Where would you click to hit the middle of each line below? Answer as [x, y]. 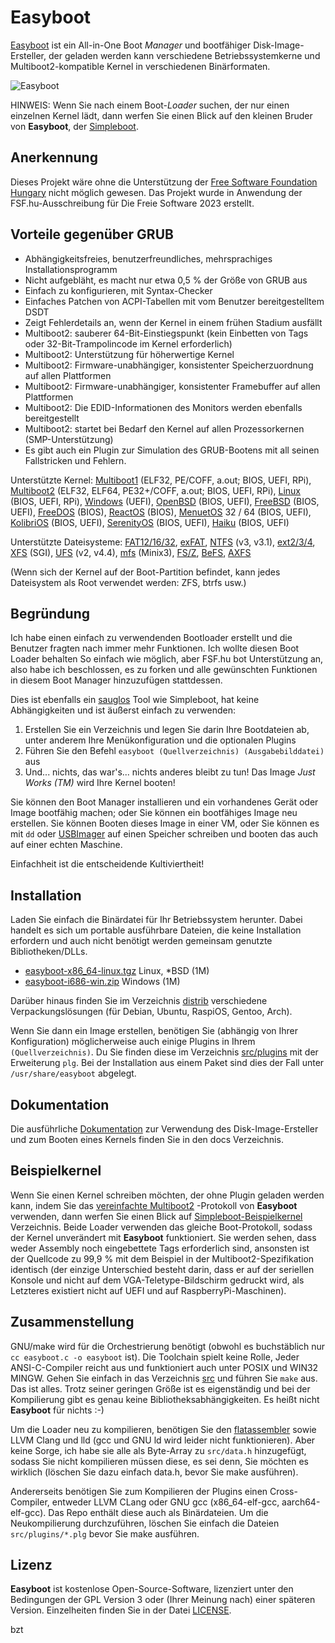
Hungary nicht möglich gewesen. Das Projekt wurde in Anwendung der [156, 192]
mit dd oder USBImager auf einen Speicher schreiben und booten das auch [164, 834]
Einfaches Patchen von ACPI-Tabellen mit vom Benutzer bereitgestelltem [174, 301]
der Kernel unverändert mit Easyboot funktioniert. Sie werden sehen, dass [163, 1237]
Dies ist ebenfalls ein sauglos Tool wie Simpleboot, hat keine [135, 700]
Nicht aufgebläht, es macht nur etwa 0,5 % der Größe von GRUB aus [166, 280]
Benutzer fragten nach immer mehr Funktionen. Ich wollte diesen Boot [155, 648]
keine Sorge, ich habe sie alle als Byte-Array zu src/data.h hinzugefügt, [158, 1450]
